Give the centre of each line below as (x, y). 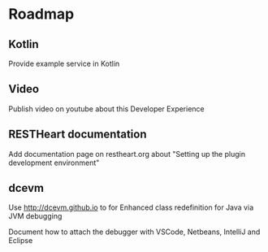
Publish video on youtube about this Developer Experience (106, 109)
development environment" (54, 163)
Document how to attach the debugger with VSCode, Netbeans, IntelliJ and (134, 232)
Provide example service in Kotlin (64, 63)
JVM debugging (35, 216)
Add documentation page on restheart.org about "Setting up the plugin (127, 154)
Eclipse (21, 241)
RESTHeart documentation (78, 135)
